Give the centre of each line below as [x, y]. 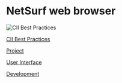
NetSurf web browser [61, 11]
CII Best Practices [28, 39]
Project [15, 50]
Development [23, 73]
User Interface [24, 62]
